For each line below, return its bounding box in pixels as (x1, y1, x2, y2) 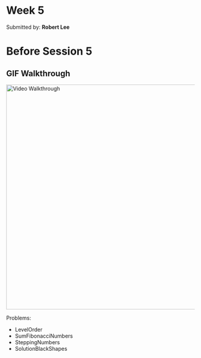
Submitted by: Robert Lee (6, 23, 70, 31)
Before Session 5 (6, 44, 93, 58)
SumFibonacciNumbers (14, 332, 73, 339)
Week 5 (6, 4, 45, 17)
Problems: (6, 314, 32, 321)
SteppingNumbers (14, 338, 60, 345)
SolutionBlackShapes (14, 345, 68, 352)
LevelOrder (14, 326, 43, 333)
